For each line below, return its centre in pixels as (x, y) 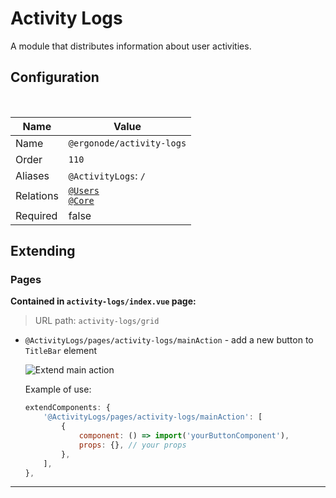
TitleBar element (61, 351)
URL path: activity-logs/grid (97, 321)
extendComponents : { (67, 408)
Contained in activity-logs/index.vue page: (103, 301)
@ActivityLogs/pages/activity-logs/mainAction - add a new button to (169, 340)
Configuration (55, 77)
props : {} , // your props (132, 445)
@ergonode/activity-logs (127, 143)
